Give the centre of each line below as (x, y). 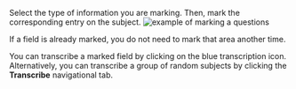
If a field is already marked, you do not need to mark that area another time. (148, 39)
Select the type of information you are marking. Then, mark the (124, 13)
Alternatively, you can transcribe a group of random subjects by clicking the (148, 66)
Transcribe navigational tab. (61, 75)
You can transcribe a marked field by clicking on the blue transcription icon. (148, 56)
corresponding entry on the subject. (75, 22)
